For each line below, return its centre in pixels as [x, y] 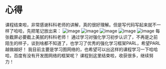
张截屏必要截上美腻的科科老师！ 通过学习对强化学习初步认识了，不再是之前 [82, 37]
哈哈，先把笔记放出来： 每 [87, 31]
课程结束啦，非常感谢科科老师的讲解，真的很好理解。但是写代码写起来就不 [81, 25]
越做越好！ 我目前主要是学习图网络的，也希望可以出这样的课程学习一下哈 [79, 49]
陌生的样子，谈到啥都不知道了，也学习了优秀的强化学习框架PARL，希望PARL [83, 43]
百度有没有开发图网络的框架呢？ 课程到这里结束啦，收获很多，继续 [81, 55]
